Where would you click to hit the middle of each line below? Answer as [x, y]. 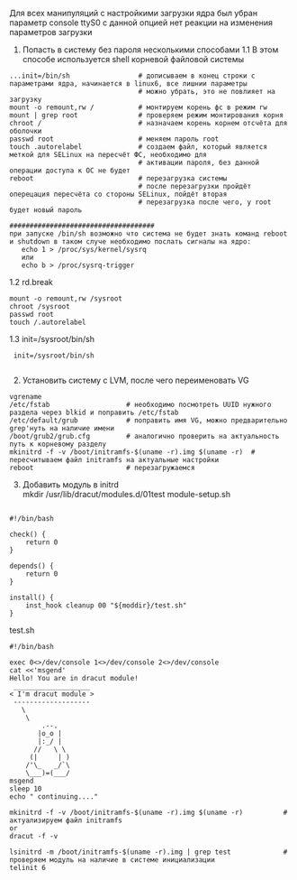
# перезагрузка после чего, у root [205, 202]
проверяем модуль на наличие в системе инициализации [112, 860]
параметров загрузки [51, 32]
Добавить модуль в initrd [71, 485]
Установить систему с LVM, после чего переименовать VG [135, 380]
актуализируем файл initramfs [66, 820]
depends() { [31, 566]
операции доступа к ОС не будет [70, 171]
